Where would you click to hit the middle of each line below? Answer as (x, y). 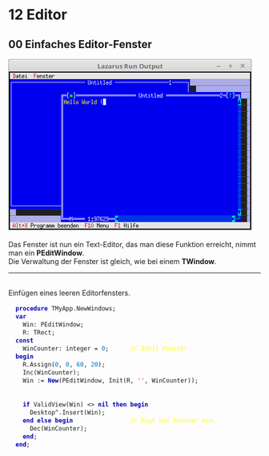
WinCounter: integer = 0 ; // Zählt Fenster (105, 349)
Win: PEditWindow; (53, 325)
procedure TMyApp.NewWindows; (66, 309)
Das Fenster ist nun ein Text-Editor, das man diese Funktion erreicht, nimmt (132, 244)
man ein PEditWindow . (46, 253)
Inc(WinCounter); (52, 373)
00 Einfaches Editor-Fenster (80, 44)
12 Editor (38, 15)
